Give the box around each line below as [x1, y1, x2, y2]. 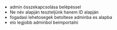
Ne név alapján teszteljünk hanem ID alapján [9, 9, 99, 15]
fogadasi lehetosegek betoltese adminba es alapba [9, 15, 113, 20]
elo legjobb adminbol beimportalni [9, 19, 78, 25]
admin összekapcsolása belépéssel [9, 4, 81, 10]
